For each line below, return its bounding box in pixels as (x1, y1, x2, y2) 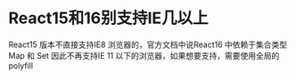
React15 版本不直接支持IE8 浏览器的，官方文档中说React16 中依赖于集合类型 (8, 39, 288, 50)
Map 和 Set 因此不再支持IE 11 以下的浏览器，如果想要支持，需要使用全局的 (8, 50, 280, 60)
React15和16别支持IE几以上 (8, 8, 209, 28)
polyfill (8, 60, 33, 71)
